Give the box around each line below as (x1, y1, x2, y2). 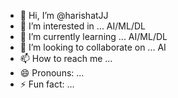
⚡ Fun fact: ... (19, 78, 75, 90)
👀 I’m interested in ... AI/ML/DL (19, 20, 146, 32)
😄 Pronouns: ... (19, 67, 85, 79)
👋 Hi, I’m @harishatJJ (19, 10, 109, 21)
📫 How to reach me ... (19, 53, 113, 64)
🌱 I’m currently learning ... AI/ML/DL (19, 31, 168, 42)
